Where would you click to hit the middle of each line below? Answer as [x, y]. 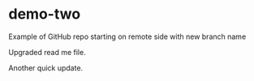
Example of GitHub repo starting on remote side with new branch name [127, 36]
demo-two [45, 14]
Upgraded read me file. [47, 52]
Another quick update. [46, 68]
